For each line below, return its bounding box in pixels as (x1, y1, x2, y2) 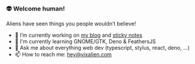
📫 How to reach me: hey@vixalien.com (14, 51, 112, 58)
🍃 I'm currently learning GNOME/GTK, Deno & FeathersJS (14, 38, 156, 45)
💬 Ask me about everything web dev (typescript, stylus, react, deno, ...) (14, 44, 190, 52)
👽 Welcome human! (6, 4, 65, 12)
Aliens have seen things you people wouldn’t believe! (6, 20, 136, 27)
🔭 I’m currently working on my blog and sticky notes (14, 31, 143, 39)
